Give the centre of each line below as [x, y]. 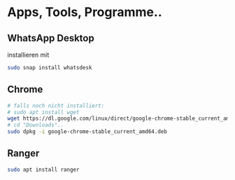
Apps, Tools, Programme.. [85, 12]
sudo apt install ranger [43, 169]
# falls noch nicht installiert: [56, 106]
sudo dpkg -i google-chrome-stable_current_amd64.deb [87, 132]
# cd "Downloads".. [36, 125]
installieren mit [28, 55]
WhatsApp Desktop [51, 38]
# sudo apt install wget [43, 112]
